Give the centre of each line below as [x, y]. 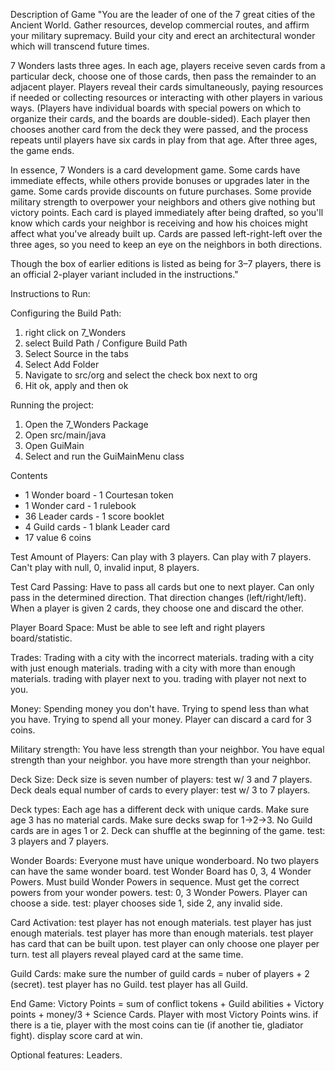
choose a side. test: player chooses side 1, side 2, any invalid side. [146, 903]
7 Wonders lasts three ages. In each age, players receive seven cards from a [168, 65]
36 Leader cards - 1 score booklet [94, 516]
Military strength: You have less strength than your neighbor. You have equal [167, 749]
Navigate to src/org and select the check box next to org [141, 375]
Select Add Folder [62, 364]
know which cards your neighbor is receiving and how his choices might [159, 223]
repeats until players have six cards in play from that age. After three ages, [164, 140]
